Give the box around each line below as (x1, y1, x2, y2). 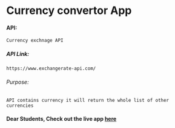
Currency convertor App (6, 4, 132, 18)
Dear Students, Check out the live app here (6, 115, 117, 123)
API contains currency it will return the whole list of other (6, 97, 170, 103)
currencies (6, 103, 34, 109)
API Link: (6, 50, 29, 58)
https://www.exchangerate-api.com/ (6, 66, 96, 72)
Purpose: (6, 78, 29, 86)
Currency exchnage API (6, 38, 64, 44)
